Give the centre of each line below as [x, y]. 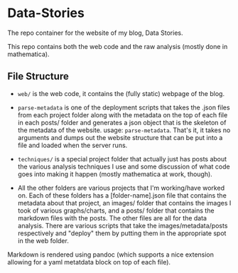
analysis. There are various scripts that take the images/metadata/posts [123, 225]
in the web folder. [43, 240]
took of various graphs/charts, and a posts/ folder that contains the [116, 210]
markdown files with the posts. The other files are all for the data [112, 218]
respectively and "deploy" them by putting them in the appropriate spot [122, 233]
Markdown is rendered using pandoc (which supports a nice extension [111, 255]
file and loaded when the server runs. [72, 145]
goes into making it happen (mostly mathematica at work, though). [115, 174]
